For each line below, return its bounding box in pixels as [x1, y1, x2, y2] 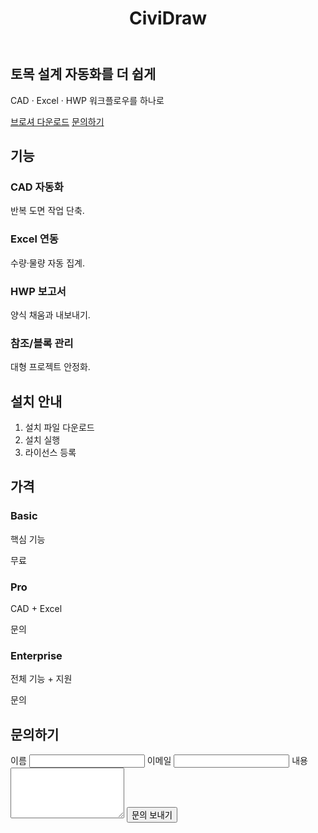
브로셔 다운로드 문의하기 [10, 115, 105, 127]
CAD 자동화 [10, 180, 64, 194]
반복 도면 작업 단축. [10, 205, 85, 217]
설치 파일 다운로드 [24, 422, 95, 433]
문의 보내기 [131, 810, 173, 821]
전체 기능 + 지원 [10, 673, 73, 685]
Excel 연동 [10, 232, 59, 246]
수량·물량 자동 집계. [10, 257, 85, 269]
